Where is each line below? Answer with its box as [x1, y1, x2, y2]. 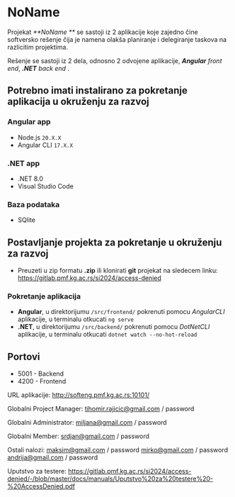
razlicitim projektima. [7, 43, 69, 51]
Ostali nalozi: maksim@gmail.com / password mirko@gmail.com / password [7, 446, 229, 454]
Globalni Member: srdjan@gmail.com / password [7, 432, 150, 440]
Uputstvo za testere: [7, 467, 67, 476]
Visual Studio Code [17, 182, 74, 190]
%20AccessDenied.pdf [7, 482, 76, 491]
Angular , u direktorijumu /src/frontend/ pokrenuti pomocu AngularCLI [17, 308, 225, 316]
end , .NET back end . [7, 64, 69, 72]
